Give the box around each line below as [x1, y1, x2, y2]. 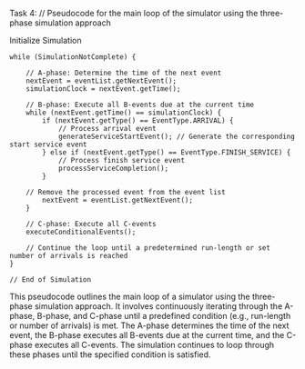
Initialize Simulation [9, 35, 82, 45]
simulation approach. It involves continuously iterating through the [35, 301, 283, 312]
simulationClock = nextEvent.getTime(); [25, 85, 181, 94]
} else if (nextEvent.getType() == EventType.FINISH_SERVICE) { [42, 148, 291, 157]
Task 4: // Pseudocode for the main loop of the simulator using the [9, 8, 259, 18]
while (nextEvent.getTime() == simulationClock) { [25, 108, 222, 117]
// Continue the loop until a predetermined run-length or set [25, 244, 271, 253]
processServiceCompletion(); [57, 164, 169, 173]
